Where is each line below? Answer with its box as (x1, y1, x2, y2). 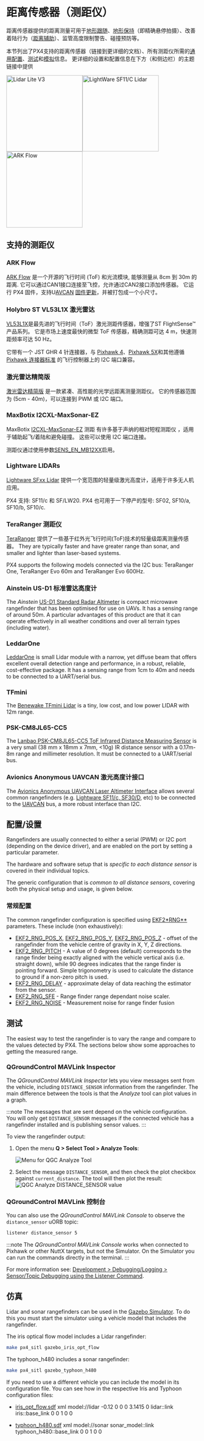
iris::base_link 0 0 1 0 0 (15, 1409, 73, 1417)
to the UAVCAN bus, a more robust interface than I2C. (6, 800, 142, 807)
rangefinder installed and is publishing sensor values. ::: (6, 1121, 147, 1128)
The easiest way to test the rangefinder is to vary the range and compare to (6, 1035, 196, 1042)
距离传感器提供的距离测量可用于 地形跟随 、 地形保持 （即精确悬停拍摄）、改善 (6, 27, 196, 34)
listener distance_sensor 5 (6, 1230, 78, 1236)
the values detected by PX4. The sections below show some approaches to (6, 1041, 195, 1049)
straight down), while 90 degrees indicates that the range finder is (15, 960, 181, 968)
